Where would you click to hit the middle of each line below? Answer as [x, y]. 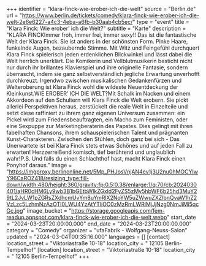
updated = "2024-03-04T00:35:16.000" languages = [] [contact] [88, 237]
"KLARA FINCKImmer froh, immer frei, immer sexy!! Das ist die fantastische [101, 35]
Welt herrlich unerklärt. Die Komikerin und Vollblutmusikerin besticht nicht [100, 61]
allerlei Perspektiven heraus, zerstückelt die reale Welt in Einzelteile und [97, 106]
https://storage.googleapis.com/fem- [118, 211]
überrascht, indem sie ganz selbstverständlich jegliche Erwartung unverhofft [103, 74]
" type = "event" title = [161, 22]
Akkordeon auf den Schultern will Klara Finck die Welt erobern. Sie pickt [97, 100]
